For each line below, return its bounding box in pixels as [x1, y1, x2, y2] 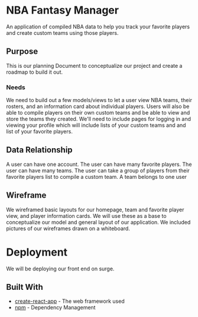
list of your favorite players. [6, 128, 73, 135]
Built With [6, 282, 43, 292]
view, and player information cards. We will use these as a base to [6, 212, 167, 219]
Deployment [6, 246, 68, 259]
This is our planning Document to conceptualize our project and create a [6, 62, 183, 69]
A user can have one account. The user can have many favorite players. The [6, 161, 192, 168]
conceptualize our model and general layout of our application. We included [6, 218, 191, 226]
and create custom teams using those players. [6, 29, 119, 36]
